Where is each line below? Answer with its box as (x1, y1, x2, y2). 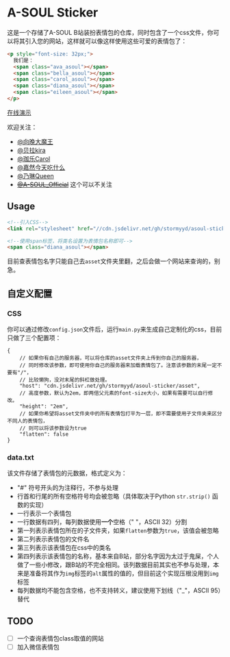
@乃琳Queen (16, 171, 54, 179)
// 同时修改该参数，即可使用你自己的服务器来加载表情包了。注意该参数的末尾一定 (19, 362, 218, 369)
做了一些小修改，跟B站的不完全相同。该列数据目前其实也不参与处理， (16, 560, 214, 569)
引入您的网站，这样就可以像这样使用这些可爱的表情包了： (25, 36, 187, 45)
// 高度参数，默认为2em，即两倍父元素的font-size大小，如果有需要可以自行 (19, 389, 208, 397)
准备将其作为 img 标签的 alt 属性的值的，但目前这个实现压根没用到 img (29, 569, 219, 578)
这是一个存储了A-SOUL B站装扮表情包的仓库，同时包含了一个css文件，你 (7, 28, 214, 36)
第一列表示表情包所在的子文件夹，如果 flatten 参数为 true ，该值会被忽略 (16, 526, 219, 535)
